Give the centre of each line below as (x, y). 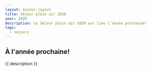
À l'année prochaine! (37, 52)
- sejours (19, 32)
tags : (10, 28)
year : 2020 (16, 18)
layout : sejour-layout (28, 9)
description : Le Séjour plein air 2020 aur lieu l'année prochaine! (76, 23)
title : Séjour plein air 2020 (36, 14)
